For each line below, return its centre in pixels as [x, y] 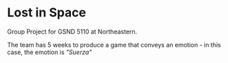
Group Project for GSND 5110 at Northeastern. [72, 32]
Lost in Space [46, 13]
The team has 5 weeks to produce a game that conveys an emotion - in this [114, 45]
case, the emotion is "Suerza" [50, 52]
